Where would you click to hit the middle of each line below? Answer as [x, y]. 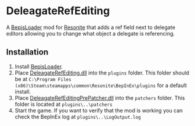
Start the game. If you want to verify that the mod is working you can [99, 110]
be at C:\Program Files [43, 79]
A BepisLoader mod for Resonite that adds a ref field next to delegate [91, 27]
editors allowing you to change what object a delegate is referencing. [90, 33]
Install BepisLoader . [39, 66]
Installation [27, 52]
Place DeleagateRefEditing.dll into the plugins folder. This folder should [102, 73]
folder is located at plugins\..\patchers [63, 104]
